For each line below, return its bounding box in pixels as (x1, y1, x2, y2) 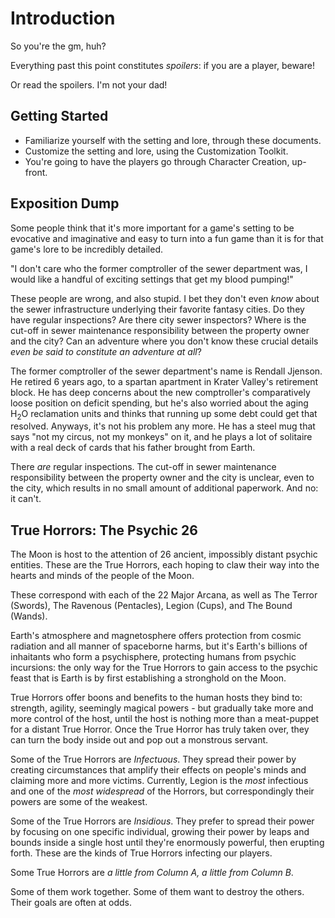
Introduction (10, 7, 116, 30)
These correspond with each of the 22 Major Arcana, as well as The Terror (10, 589, 318, 601)
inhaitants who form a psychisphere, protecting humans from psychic (10, 651, 297, 663)
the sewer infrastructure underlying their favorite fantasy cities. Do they (10, 303, 305, 315)
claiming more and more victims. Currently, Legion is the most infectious (10, 775, 309, 787)
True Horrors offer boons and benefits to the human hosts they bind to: (10, 692, 303, 704)
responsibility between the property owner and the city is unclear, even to (10, 472, 315, 484)
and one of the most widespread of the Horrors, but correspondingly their (10, 785, 315, 797)
